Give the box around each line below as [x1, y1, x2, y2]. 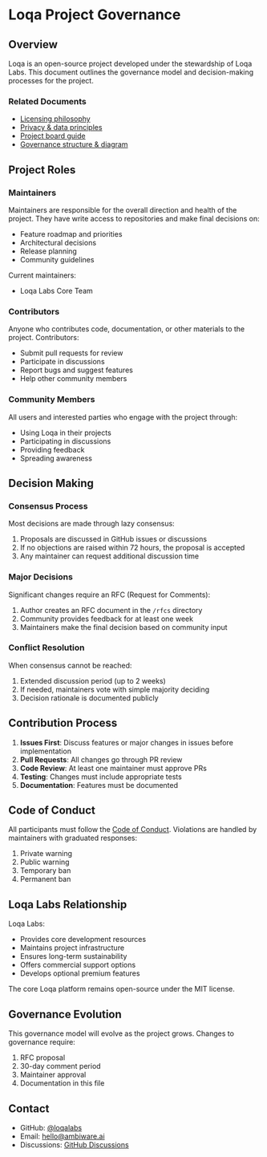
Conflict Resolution [8, 642, 85, 653]
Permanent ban [19, 875, 71, 884]
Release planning [19, 246, 78, 256]
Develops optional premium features [19, 968, 140, 978]
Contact [8, 1102, 50, 1115]
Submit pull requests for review [19, 348, 123, 358]
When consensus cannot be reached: [8, 660, 132, 670]
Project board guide [19, 131, 86, 141]
